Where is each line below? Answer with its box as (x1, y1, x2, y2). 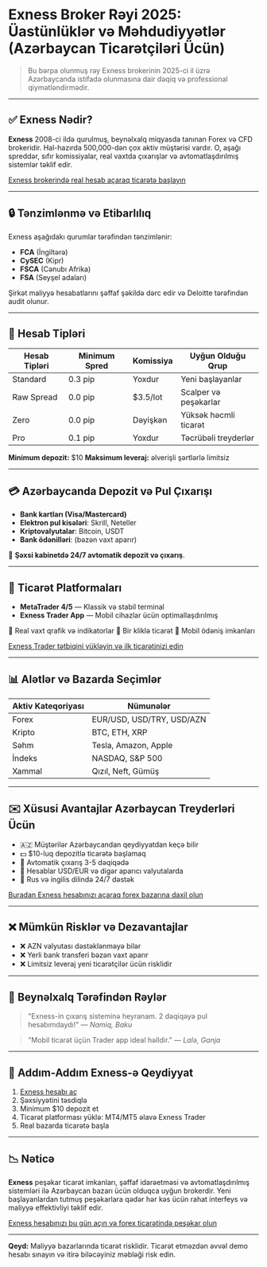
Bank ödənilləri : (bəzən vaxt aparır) (19, 535, 137, 544)
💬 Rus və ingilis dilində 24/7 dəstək (19, 874, 135, 884)
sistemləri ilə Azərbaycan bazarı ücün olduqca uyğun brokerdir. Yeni (8, 1186, 232, 1195)
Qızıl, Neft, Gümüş (91, 766, 160, 777)
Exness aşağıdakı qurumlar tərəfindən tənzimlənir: (8, 232, 172, 241)
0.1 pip (68, 432, 95, 443)
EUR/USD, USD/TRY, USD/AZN (91, 714, 207, 725)
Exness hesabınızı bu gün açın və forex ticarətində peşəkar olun (8, 1218, 217, 1227)
